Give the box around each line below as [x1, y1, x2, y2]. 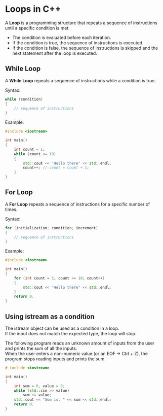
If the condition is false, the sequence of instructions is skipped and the [12, 45, 158, 51]
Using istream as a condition [5, 312, 95, 321]
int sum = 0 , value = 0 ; [14, 383, 65, 388]
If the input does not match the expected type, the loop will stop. [5, 331, 137, 336]
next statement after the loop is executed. [12, 50, 97, 56]
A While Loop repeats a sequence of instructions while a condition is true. [5, 77, 156, 83]
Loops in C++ [5, 3, 61, 15]
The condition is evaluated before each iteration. [12, 35, 111, 40]
